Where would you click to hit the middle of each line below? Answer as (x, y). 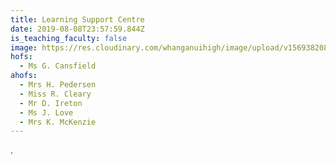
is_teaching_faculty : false (69, 38)
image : (24, 47)
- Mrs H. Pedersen (58, 85)
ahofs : (24, 76)
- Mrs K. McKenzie (58, 122)
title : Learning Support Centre (77, 19)
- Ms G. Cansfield (58, 66)
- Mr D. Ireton (51, 103)
